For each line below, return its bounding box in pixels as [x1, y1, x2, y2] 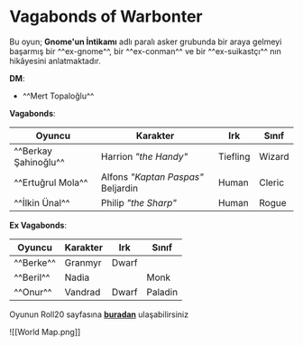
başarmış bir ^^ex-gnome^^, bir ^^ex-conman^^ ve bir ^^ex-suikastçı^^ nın [9, 45, 281, 56]
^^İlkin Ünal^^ [14, 196, 70, 209]
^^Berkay [14, 145, 52, 157]
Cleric [258, 176, 285, 189]
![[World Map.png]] [9, 326, 81, 337]
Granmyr [64, 256, 102, 268]
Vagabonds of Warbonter [9, 6, 203, 27]
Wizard [258, 150, 289, 163]
